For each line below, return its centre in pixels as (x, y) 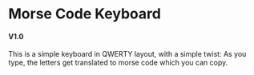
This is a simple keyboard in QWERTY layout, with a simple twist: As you (127, 54)
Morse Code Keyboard (85, 14)
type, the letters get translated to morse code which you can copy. (118, 63)
